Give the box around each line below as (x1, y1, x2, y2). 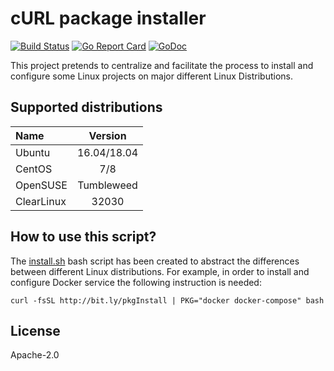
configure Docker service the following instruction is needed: (10, 276, 262, 288)
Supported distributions (10, 99, 163, 116)
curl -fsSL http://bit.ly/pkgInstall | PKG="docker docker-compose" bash (10, 295, 325, 306)
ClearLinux (15, 194, 67, 208)
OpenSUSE (15, 178, 68, 192)
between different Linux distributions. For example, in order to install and (10, 265, 310, 277)
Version (88, 128, 127, 142)
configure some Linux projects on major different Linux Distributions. (10, 70, 293, 82)
